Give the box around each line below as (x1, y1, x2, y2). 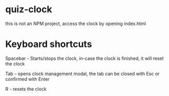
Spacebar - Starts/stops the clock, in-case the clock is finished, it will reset (5, 55, 164, 61)
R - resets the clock (5, 86, 47, 92)
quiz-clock (5, 4, 52, 15)
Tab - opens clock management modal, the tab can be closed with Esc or (5, 70, 160, 77)
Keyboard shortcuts (5, 38, 92, 50)
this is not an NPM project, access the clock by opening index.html (5, 20, 146, 27)
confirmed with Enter (5, 76, 50, 82)
